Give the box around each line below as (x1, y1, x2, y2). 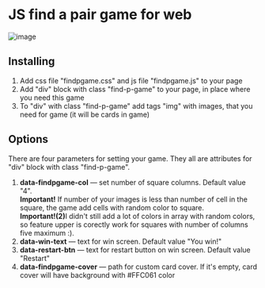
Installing (8, 55, 55, 68)
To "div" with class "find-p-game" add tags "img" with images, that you (19, 101, 253, 110)
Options (8, 132, 49, 146)
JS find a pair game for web (8, 6, 192, 24)
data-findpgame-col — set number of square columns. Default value (19, 177, 247, 187)
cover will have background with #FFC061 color (19, 270, 176, 279)
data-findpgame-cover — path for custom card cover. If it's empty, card (19, 262, 258, 271)
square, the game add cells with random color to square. (19, 202, 204, 212)
